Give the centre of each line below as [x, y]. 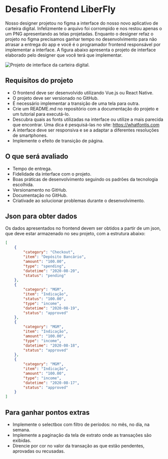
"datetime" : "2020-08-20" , [51, 271]
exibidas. [22, 440]
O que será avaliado [37, 157]
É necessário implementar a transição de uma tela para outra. [76, 103]
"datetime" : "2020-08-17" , [51, 383]
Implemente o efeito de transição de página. [58, 140]
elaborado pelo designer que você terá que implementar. [64, 55]
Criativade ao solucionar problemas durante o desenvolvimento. [79, 200]
